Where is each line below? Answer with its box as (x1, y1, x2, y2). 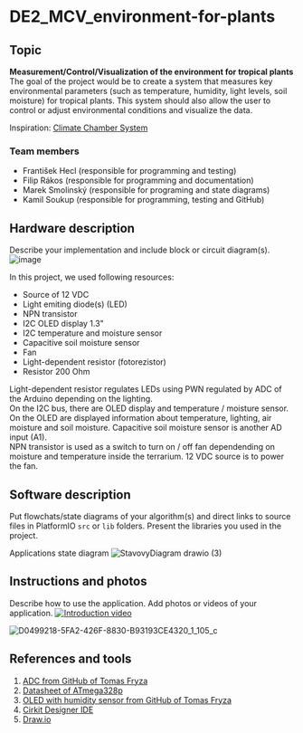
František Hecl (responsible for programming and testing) (22, 166, 237, 176)
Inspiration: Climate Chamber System (9, 122, 148, 133)
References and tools (9, 652, 132, 667)
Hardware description (9, 220, 136, 236)
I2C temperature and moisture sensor (22, 328, 163, 338)
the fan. (9, 461, 39, 471)
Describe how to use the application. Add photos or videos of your (9, 597, 258, 608)
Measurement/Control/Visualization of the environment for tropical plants (9, 66, 294, 77)
